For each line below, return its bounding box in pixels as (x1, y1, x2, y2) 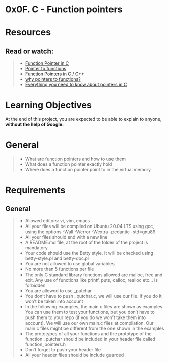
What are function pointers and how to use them (25, 156, 126, 162)
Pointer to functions (25, 66, 67, 72)
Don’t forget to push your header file (25, 347, 101, 353)
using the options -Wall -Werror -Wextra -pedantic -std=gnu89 (25, 229, 156, 235)
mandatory (25, 245, 48, 251)
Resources (5, 27, 51, 38)
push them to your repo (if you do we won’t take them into (25, 314, 146, 321)
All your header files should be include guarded (25, 352, 124, 358)
